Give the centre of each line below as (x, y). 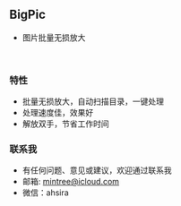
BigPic (28, 15)
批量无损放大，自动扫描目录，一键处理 (93, 101)
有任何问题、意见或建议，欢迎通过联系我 (97, 170)
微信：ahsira (45, 193)
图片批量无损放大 (54, 37)
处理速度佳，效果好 (58, 113)
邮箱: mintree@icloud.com (70, 182)
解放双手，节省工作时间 (65, 124)
